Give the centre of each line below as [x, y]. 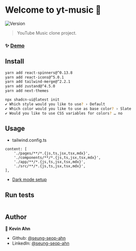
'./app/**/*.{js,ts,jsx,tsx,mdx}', [50, 162]
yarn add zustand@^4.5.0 [30, 86]
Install [15, 61]
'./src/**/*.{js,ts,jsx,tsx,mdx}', [50, 166]
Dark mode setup [29, 180]
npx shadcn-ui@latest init [32, 100]
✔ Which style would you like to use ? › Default [55, 104]
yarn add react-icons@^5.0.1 [34, 77]
